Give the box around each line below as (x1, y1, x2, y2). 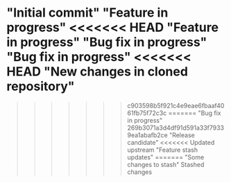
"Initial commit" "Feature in (6, 5, 169, 21)
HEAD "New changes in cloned (6, 64, 189, 80)
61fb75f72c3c (127, 109, 167, 117)
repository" (6, 78, 75, 94)
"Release (169, 130, 195, 139)
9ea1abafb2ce (127, 130, 168, 139)
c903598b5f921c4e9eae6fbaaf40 (127, 101, 225, 110)
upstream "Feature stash (127, 146, 198, 154)
